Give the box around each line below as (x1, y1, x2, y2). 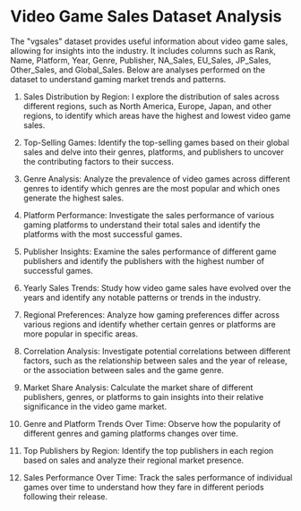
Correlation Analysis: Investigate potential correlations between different (22, 345, 291, 356)
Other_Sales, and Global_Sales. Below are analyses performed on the (10, 64, 265, 75)
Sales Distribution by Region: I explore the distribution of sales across (22, 91, 280, 102)
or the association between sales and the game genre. (22, 364, 225, 375)
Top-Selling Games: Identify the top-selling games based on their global (22, 137, 289, 148)
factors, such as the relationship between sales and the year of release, (22, 355, 288, 366)
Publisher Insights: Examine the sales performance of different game (22, 246, 277, 257)
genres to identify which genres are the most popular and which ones (22, 183, 280, 193)
